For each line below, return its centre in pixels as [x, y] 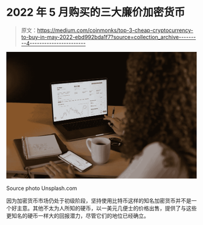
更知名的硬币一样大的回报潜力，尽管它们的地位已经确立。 [78, 216]
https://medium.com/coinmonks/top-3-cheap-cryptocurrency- [115, 30]
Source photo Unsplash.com [42, 188]
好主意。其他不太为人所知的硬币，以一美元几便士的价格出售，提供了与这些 [104, 208]
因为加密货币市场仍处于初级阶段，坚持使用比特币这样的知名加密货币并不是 [99, 201]
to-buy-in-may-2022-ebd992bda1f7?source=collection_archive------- [108, 37]
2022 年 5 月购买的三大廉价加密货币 [96, 12]
